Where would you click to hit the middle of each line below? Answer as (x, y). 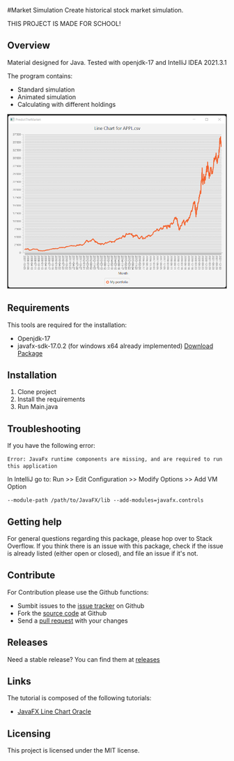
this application (32, 466)
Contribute (31, 575)
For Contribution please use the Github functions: (78, 592)
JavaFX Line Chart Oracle (54, 711)
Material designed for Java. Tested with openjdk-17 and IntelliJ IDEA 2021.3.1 (117, 62)
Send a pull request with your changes (72, 621)
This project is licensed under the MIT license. (73, 751)
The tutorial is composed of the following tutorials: (79, 698)
